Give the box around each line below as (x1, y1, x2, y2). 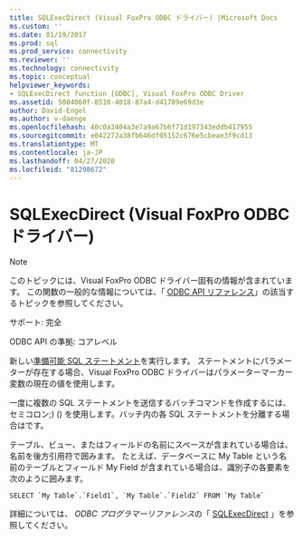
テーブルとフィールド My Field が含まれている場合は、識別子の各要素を (24, 462, 291, 473)
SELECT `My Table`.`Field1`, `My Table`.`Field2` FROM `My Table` (9, 491, 265, 501)
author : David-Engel (9, 106, 88, 115)
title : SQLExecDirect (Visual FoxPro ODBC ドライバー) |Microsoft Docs (9, 13, 279, 23)
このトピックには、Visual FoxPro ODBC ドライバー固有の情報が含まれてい (9, 275, 286, 286)
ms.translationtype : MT (9, 140, 99, 149)
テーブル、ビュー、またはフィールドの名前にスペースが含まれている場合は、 (9, 439, 293, 450)
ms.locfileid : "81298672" (9, 165, 107, 174)
